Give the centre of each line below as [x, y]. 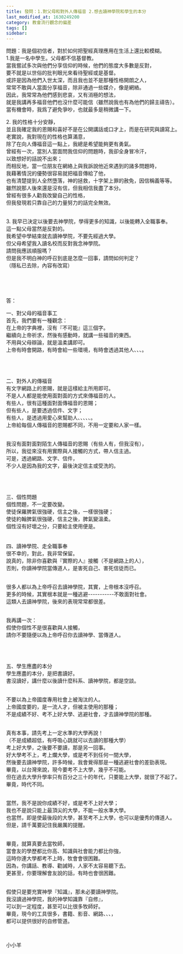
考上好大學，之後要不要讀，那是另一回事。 [57, 748]
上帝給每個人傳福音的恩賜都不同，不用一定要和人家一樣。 [75, 425]
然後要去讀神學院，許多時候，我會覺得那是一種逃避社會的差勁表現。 [88, 762]
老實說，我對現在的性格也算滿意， [47, 137]
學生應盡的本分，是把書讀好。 [42, 673]
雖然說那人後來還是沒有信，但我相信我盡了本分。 [65, 188]
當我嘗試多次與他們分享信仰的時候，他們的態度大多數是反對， [80, 66]
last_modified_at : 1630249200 [43, 17]
